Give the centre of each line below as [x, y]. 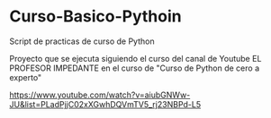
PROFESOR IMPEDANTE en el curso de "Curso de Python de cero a [134, 68]
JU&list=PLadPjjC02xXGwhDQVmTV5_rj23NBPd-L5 [105, 104]
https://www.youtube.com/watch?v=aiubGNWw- [100, 95]
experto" [26, 77]
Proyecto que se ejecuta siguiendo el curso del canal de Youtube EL [135, 58]
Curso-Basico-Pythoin [95, 17]
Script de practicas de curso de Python [82, 41]
